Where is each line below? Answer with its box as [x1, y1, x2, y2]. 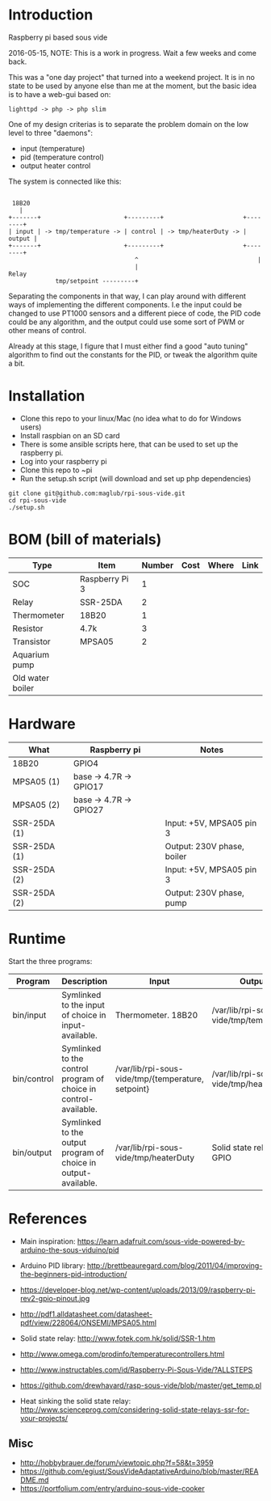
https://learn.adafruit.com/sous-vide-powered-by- [77, 1236, 245, 1246]
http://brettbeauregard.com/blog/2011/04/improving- [86, 1260, 263, 1271]
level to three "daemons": [8, 128, 94, 137]
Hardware [8, 715, 76, 733]
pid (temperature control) [19, 152, 105, 162]
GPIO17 [73, 780, 104, 792]
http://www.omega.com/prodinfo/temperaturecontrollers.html [19, 1349, 225, 1359]
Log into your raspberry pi [19, 456, 107, 466]
